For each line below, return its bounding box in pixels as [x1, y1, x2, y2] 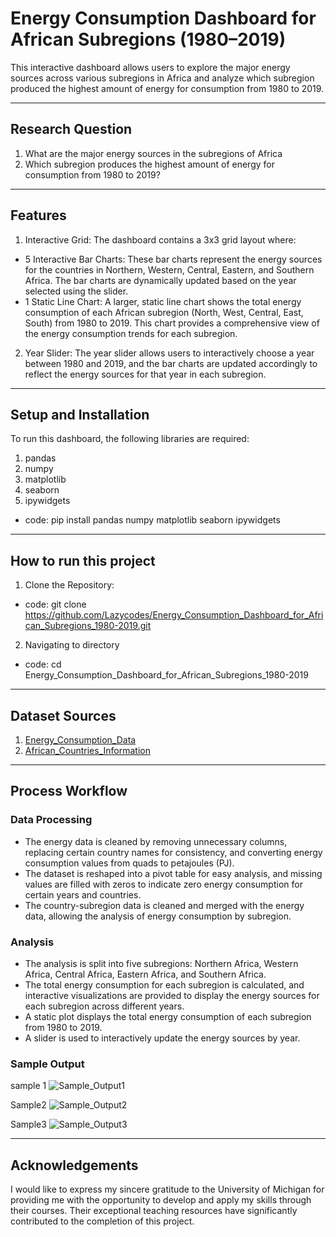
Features [10, 207, 67, 224]
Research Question [10, 121, 133, 138]
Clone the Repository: [24, 579, 115, 591]
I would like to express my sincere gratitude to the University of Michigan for [10, 1183, 325, 1196]
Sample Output [10, 1057, 85, 1071]
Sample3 [10, 1118, 47, 1131]
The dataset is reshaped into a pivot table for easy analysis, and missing [24, 867, 323, 879]
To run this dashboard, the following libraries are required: [10, 433, 250, 445]
